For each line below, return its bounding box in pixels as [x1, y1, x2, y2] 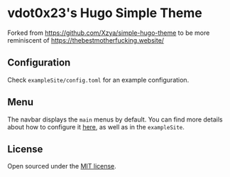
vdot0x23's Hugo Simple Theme [7, 5, 202, 21]
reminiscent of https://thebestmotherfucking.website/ [7, 36, 165, 44]
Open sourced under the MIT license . [7, 162, 117, 171]
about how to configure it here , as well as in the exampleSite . [7, 122, 185, 131]
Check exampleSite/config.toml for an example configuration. [7, 75, 190, 84]
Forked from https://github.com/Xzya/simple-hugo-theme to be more [7, 28, 210, 37]
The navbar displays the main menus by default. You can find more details [7, 115, 223, 124]
